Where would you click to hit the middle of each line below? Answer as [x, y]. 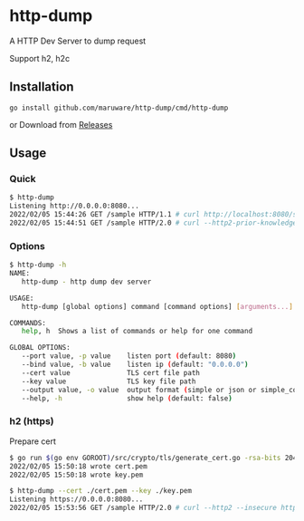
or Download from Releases [61, 124]
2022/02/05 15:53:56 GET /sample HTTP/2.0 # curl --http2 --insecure [143, 508]
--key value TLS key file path [109, 381]
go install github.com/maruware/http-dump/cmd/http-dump [119, 108]
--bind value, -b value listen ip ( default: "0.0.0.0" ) [135, 365]
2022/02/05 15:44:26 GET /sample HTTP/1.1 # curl [105, 215]
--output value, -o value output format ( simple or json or [139, 390]
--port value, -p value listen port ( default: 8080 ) [129, 356]
